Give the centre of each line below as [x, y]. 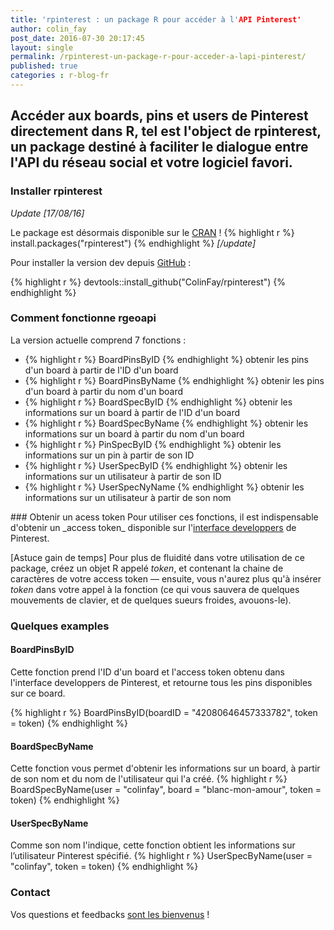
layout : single [42, 47]
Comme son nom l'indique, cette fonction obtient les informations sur [153, 845]
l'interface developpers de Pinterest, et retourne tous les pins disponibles [161, 682]
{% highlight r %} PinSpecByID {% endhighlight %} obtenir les [153, 444]
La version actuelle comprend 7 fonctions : [98, 340]
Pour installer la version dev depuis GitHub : [101, 262]
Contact [30, 893]
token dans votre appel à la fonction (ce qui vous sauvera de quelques [155, 589]
